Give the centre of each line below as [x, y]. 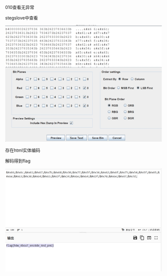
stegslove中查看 [22, 18]
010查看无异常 [20, 7]
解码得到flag [18, 161]
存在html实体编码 [23, 150]
